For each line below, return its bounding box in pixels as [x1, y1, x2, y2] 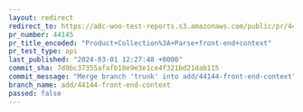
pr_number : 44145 [8, 30, 74, 39]
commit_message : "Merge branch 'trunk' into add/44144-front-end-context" [8, 72, 297, 81]
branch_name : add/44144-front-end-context [8, 80, 171, 89]
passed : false [8, 89, 62, 98]
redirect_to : [8, 22, 58, 31]
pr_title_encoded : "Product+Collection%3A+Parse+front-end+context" [8, 38, 272, 48]
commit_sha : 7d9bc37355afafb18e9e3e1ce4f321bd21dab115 [8, 64, 220, 73]
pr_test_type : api [8, 47, 78, 56]
